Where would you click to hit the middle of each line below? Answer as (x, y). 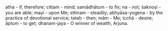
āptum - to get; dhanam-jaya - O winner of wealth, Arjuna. (67, 23)
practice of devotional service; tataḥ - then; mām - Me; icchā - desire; (79, 18)
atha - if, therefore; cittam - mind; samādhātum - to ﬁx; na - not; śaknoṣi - (83, 7)
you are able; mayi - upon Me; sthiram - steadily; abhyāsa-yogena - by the (84, 12)
